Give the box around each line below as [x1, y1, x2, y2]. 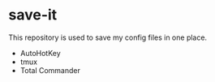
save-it [8, 6, 58, 24]
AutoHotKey [19, 48, 61, 58]
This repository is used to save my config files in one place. [8, 32, 208, 42]
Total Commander [19, 65, 81, 75]
